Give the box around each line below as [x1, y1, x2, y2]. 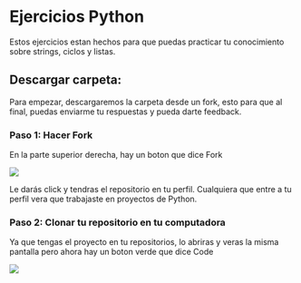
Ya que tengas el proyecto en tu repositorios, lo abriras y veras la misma [9, 237, 279, 248]
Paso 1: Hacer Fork [9, 129, 93, 141]
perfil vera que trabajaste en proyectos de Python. [9, 193, 198, 205]
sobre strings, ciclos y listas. [9, 45, 116, 56]
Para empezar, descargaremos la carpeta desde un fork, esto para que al [9, 96, 283, 107]
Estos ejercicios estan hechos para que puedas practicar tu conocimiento [9, 36, 285, 47]
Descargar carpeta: [9, 73, 122, 88]
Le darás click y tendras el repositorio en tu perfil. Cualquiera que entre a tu [9, 184, 292, 195]
